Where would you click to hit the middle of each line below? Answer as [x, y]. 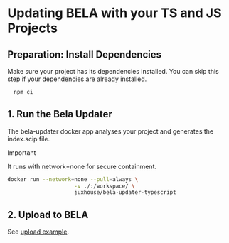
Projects [33, 28]
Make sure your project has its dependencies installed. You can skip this [113, 71]
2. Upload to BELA [48, 215]
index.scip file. [29, 139]
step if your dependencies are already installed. [77, 79]
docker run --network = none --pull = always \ [73, 179]
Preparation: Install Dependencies [85, 54]
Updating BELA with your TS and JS [114, 13]
